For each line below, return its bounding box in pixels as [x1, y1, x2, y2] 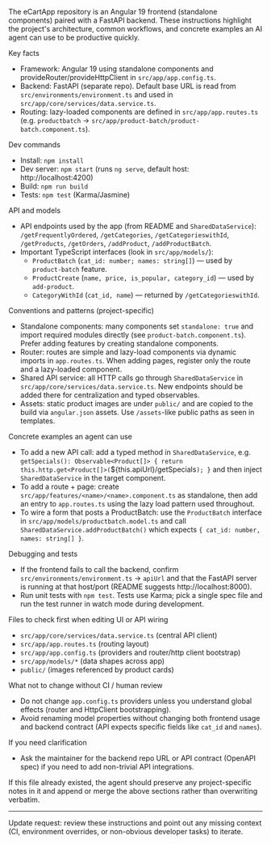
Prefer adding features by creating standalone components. [19, 339, 219, 348]
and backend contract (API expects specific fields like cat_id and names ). [19, 722, 262, 732]
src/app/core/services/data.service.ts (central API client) [19, 630, 218, 640]
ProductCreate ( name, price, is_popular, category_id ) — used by [31, 273, 254, 282]
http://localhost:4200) [19, 173, 94, 182]
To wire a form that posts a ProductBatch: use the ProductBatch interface [19, 507, 262, 517]
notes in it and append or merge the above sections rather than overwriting [8, 787, 258, 795]
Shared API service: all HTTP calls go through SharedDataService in [19, 373, 244, 383]
